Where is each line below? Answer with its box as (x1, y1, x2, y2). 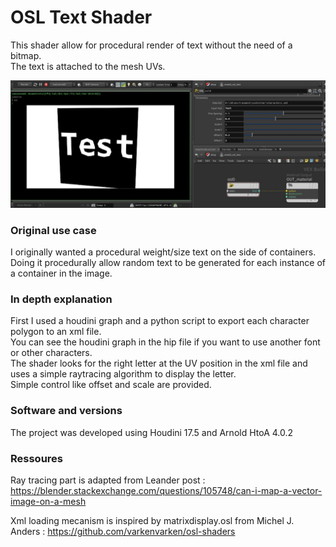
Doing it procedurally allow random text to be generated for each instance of (10, 257, 326, 268)
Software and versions (10, 404, 123, 418)
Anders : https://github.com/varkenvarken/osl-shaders (10, 525, 236, 537)
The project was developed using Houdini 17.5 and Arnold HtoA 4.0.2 (10, 426, 294, 438)
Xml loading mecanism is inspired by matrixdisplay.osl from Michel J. (10, 514, 295, 526)
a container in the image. (10, 267, 113, 279)
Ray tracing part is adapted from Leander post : (10, 474, 206, 486)
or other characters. (10, 347, 93, 359)
